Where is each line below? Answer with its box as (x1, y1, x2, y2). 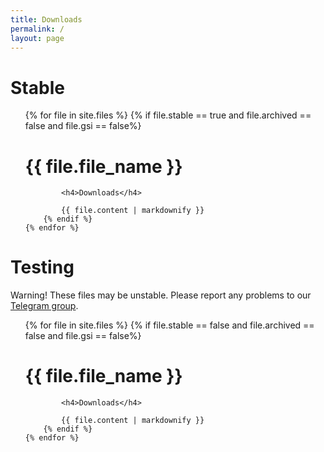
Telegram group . (10, 300, 79, 312)
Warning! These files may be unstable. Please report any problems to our (10, 289, 312, 301)
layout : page (10, 33, 65, 43)
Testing (10, 256, 75, 279)
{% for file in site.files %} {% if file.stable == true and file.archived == (24, 109, 312, 121)
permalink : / (10, 24, 65, 34)
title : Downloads (10, 14, 83, 25)
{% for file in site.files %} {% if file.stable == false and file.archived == (24, 319, 315, 331)
